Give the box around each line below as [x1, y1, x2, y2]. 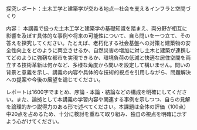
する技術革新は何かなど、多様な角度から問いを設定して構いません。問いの [11, 61, 191, 69]
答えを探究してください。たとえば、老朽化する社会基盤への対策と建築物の [6, 40, 186, 46]
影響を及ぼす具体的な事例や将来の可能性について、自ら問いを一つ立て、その [6, 32, 191, 39]
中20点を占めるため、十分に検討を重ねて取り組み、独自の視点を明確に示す [6, 111, 188, 117]
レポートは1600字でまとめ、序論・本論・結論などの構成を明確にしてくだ [6, 88, 182, 95]
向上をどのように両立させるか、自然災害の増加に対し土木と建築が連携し [16, 47, 191, 54]
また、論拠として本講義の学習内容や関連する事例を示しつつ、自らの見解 [16, 96, 191, 102]
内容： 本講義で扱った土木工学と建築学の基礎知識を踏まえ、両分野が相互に [6, 25, 188, 32]
